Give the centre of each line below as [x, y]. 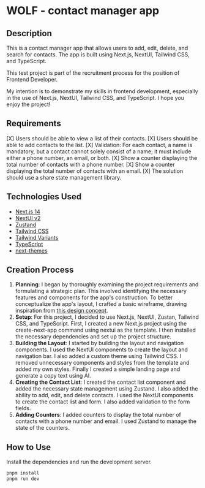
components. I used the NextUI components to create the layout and [102, 349]
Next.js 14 [28, 212]
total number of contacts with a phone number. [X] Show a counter [91, 164]
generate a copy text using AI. [53, 376]
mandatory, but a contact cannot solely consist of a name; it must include [99, 151]
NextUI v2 [28, 218]
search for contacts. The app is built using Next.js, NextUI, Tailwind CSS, [98, 55]
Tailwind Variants [37, 237]
